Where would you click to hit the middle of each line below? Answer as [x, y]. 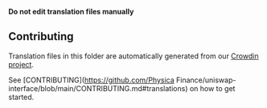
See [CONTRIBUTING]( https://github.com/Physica [91, 80]
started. [21, 97]
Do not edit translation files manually [71, 12]
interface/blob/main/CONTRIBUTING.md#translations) [98, 88]
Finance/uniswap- [206, 80]
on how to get [212, 88]
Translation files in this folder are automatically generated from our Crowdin [133, 56]
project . [21, 64]
